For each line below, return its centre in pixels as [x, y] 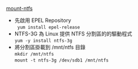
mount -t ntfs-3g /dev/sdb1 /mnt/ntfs [61, 60]
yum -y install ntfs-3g [43, 41]
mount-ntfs [20, 8]
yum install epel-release [49, 27]
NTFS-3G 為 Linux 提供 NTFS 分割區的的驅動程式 [73, 34]
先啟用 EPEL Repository [43, 20]
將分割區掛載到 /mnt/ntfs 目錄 [50, 47]
